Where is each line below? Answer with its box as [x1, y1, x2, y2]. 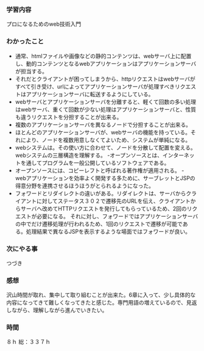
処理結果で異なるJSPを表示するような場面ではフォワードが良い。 [26, 228, 191, 235]
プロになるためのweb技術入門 [6, 20, 81, 28]
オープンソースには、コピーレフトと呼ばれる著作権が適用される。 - [15, 167, 185, 174]
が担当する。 [15, 67, 47, 74]
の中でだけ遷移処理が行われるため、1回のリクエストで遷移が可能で [15, 220, 183, 227]
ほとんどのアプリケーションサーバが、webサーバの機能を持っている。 [15, 128, 191, 136]
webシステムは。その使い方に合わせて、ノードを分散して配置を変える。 [15, 143, 196, 151]
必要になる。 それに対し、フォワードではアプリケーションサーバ [36, 212, 199, 220]
